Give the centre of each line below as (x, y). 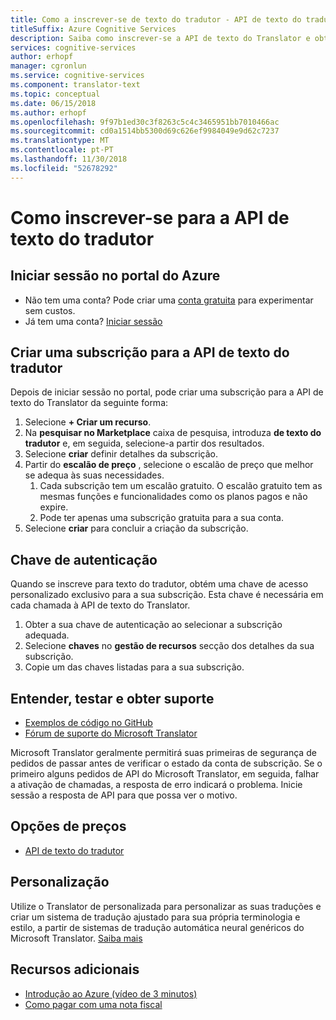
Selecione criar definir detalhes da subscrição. (121, 454)
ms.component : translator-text (75, 85)
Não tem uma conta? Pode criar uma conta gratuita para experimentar (169, 300)
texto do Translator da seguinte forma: (89, 403)
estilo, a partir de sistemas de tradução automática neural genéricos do (157, 927)
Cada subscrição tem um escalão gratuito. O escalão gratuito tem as (181, 486)
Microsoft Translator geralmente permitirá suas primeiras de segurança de (163, 753)
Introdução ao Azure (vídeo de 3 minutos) (111, 993)
